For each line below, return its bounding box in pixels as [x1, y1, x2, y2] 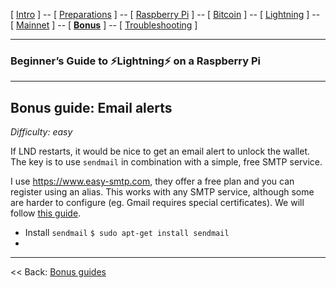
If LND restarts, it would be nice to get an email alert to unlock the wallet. [10, 145, 310, 158]
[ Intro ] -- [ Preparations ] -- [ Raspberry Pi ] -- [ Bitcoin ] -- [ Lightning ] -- [10, 9, 321, 20]
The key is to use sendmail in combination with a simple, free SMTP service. [10, 156, 323, 168]
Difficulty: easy [10, 126, 73, 138]
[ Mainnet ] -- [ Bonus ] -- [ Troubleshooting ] [10, 19, 198, 31]
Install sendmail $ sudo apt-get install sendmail [24, 227, 230, 239]
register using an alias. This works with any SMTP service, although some [10, 186, 315, 198]
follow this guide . [10, 207, 82, 219]
